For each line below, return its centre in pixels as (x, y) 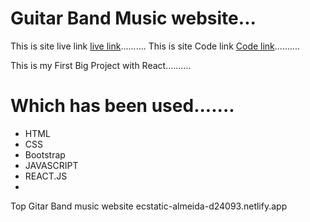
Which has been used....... (122, 106)
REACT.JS (46, 176)
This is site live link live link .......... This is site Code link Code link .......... (155, 46)
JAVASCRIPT (51, 165)
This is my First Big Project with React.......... (101, 65)
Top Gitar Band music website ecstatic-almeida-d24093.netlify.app (149, 206)
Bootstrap (45, 154)
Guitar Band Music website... (133, 18)
